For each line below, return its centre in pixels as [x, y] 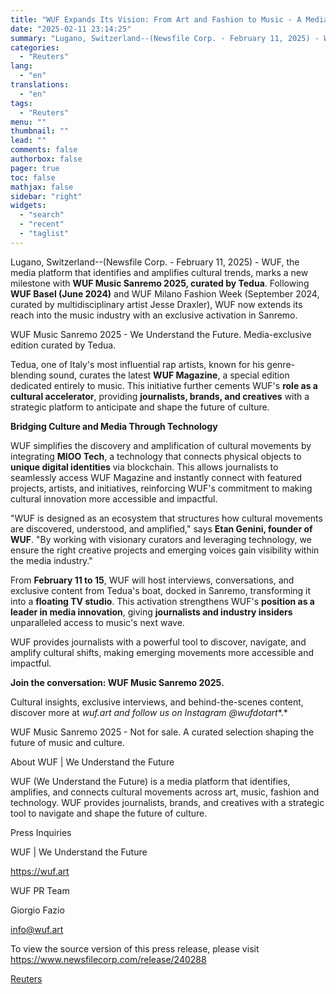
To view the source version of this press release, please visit [135, 948]
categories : [35, 47]
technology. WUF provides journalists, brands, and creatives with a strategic [167, 802]
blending [28, 375]
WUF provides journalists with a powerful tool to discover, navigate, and [158, 642]
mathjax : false [42, 187]
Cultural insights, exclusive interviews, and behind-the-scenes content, [157, 702]
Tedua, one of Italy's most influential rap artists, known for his [137, 364]
